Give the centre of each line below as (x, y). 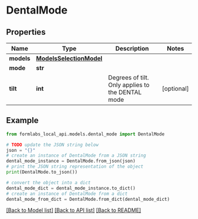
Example (22, 120)
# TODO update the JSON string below (52, 145)
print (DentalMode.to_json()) (42, 172)
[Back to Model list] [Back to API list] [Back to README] (74, 210)
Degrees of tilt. (128, 77)
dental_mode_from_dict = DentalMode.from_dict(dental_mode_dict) (88, 199)
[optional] (175, 89)
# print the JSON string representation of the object (75, 167)
